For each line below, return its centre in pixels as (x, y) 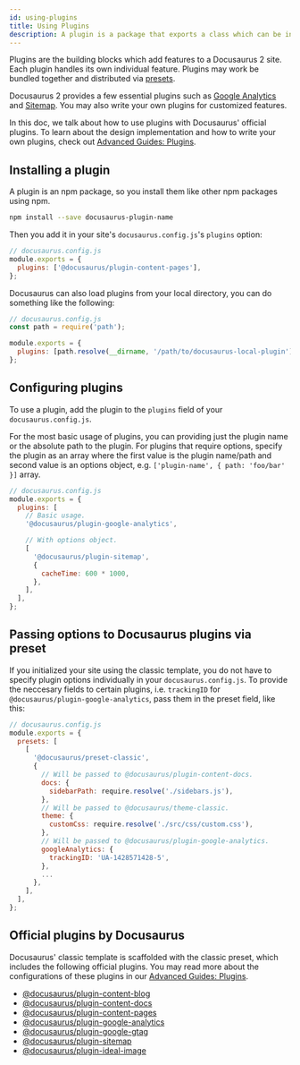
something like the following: (62, 302)
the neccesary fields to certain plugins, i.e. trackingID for (115, 689)
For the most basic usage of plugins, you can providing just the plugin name (149, 436)
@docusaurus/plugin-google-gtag (85, 1031)
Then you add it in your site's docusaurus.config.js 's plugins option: (136, 234)
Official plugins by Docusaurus (97, 936)
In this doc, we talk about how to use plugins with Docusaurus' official (138, 123)
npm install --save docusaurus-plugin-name (92, 217)
